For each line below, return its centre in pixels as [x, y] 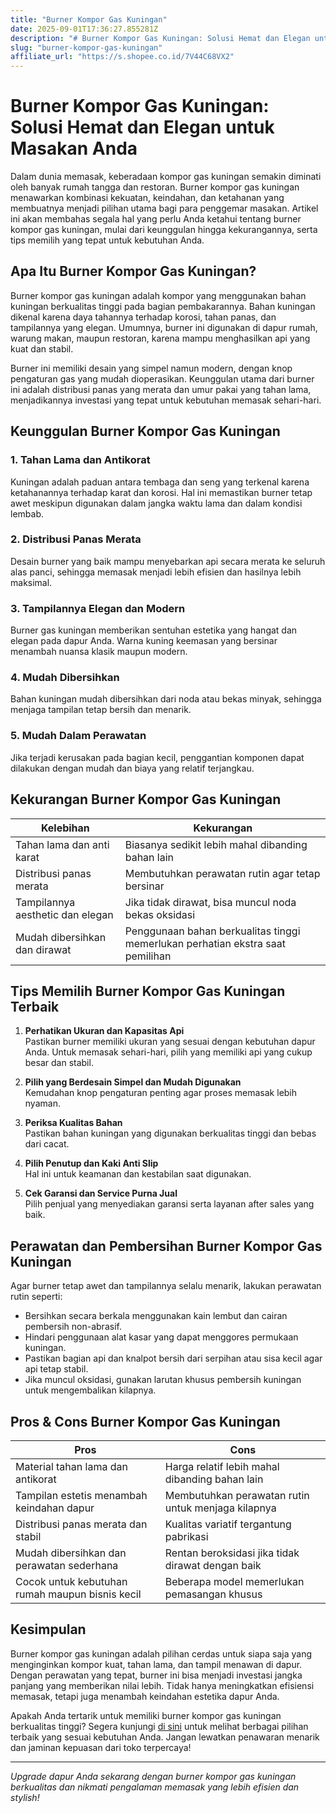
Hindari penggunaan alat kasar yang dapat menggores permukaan [161, 1337]
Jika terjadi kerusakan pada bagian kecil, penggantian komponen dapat [157, 757]
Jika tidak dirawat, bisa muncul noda [210, 902]
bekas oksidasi [160, 914]
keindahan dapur [55, 1508]
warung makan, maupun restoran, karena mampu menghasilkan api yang [160, 338]
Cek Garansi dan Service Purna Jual [101, 1193]
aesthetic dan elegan [64, 914]
